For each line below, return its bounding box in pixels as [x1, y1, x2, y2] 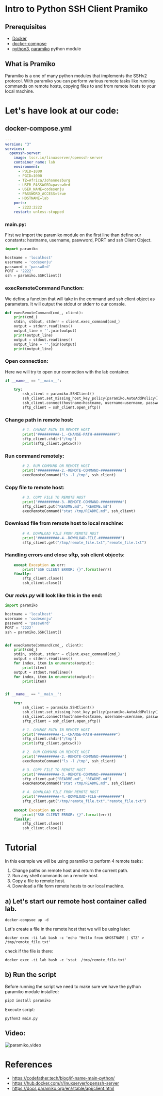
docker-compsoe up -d [5, 918, 49, 922]
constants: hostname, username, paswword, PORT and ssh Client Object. [5, 237, 152, 243]
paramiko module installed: [5, 988, 59, 995]
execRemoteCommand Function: [5, 285, 84, 291]
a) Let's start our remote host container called [5, 897, 147, 905]
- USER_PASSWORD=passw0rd [17, 182, 70, 187]
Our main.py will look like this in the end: [5, 592, 103, 598]
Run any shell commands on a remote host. [12, 873, 99, 879]
